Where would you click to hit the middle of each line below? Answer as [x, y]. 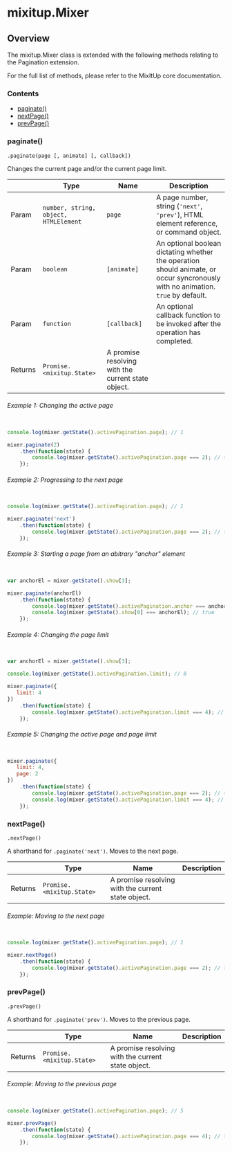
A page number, [182, 197]
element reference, [187, 223]
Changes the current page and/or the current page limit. [87, 168]
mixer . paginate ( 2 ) [33, 444]
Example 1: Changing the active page [60, 406]
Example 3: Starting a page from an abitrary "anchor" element [96, 554]
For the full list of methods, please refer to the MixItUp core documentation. [115, 75]
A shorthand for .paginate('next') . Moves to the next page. [93, 851]
